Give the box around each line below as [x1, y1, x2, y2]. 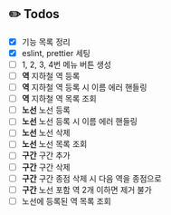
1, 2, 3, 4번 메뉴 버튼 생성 [21, 59, 112, 70]
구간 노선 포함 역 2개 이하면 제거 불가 [21, 184, 153, 195]
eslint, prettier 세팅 [21, 47, 91, 58]
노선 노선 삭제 [21, 127, 71, 138]
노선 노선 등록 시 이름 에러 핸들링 [21, 116, 138, 127]
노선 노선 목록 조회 [21, 139, 88, 150]
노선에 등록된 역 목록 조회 [21, 195, 112, 206]
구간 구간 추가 [21, 150, 71, 161]
